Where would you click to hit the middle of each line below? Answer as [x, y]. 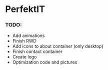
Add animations [28, 35]
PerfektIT [25, 9]
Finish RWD [24, 41]
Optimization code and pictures [45, 62]
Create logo [24, 57]
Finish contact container [37, 51]
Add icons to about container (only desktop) [58, 46]
